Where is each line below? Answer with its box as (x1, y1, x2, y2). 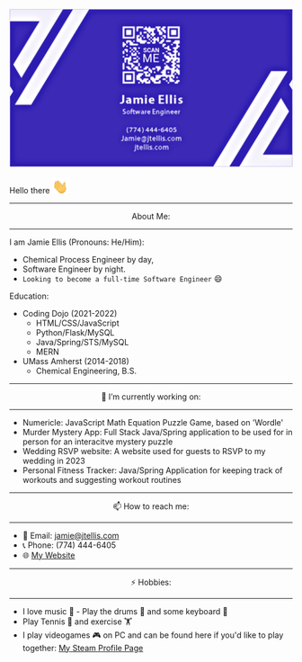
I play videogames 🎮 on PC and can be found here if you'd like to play (22, 630, 284, 640)
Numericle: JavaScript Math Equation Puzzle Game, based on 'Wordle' (22, 416, 284, 427)
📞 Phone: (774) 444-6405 (22, 540, 117, 550)
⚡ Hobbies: (130, 577, 172, 587)
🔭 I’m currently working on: (101, 391, 201, 402)
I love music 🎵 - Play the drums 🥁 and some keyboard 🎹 (22, 605, 228, 616)
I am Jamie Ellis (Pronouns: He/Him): (9, 237, 146, 247)
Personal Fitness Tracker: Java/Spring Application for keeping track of (22, 464, 283, 476)
